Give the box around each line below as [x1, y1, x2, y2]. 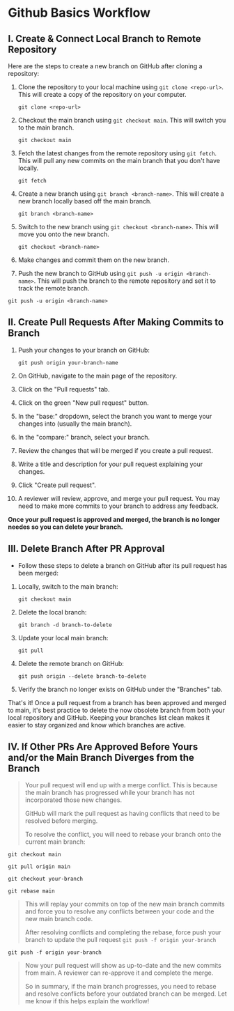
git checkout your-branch [8, 876, 83, 883]
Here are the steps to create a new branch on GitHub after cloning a [8, 62, 203, 70]
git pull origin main [8, 863, 71, 870]
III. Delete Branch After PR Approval [8, 543, 165, 555]
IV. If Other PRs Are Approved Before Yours [8, 741, 198, 753]
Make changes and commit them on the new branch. [17, 256, 170, 264]
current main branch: [24, 838, 86, 846]
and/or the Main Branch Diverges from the [8, 752, 194, 764]
